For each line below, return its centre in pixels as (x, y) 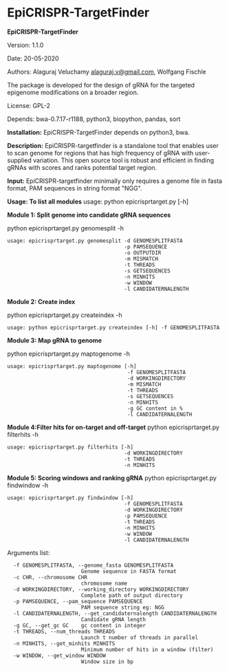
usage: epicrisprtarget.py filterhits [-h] (70, 447)
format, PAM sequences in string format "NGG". (75, 188)
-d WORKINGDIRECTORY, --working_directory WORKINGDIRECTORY (101, 589)
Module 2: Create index (41, 301)
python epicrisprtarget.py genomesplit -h (66, 228)
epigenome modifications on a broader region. (73, 92)
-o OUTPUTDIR (143, 252)
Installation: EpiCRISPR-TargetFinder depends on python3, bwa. (99, 132)
